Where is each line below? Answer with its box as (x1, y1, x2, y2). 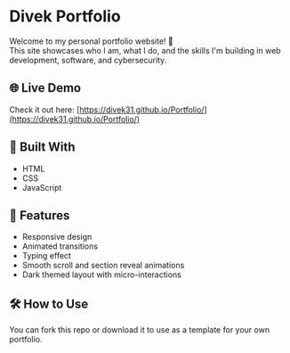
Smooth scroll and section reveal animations (21, 260, 185, 271)
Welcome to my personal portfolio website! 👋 (9, 36, 173, 46)
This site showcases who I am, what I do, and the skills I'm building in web (9, 45, 282, 55)
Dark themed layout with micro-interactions (21, 269, 182, 280)
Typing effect (21, 250, 71, 261)
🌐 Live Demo (9, 80, 82, 95)
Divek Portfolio (9, 6, 122, 27)
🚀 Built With (9, 140, 76, 155)
